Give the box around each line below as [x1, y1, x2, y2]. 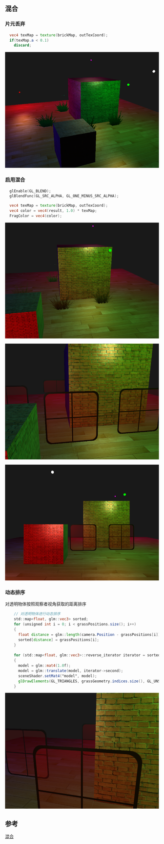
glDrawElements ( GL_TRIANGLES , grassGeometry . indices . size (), [18, 678, 145, 684]
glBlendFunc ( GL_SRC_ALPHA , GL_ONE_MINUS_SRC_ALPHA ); [9, 194, 119, 199]
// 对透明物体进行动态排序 [14, 612, 61, 617]
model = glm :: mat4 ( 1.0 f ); [18, 663, 71, 668]
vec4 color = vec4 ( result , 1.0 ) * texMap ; [9, 208, 97, 213]
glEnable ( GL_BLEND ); [9, 188, 51, 194]
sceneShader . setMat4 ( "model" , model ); [18, 673, 97, 678]
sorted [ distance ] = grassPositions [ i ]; [18, 637, 99, 642]
